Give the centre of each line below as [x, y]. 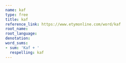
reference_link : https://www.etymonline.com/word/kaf [63, 24]
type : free [17, 15]
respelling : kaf [27, 52]
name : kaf [16, 10]
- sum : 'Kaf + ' [22, 48]
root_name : [17, 29]
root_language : [21, 34]
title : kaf [17, 19]
